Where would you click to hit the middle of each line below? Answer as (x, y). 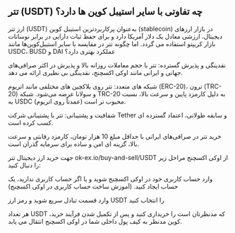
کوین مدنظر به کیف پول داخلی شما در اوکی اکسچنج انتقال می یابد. (95, 221)
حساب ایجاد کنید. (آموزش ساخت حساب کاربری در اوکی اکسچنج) (93, 186)
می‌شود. (46, 93)
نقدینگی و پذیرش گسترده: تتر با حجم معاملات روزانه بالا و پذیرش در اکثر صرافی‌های (117, 65)
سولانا (84, 93)
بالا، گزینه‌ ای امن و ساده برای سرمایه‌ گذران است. (74, 144)
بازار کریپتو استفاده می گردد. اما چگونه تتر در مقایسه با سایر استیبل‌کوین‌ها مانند (112, 44)
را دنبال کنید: (24, 165)
